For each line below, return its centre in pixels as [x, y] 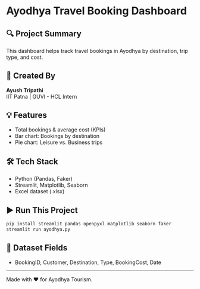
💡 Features [27, 115]
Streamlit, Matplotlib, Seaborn [51, 185]
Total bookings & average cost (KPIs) [60, 130]
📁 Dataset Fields [37, 248]
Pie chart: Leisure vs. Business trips [59, 142]
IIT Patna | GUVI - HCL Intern [42, 96]
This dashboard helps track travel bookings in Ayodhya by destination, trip [97, 51]
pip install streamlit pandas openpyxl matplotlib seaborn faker [89, 224]
